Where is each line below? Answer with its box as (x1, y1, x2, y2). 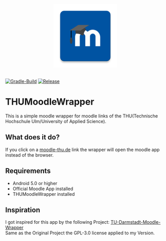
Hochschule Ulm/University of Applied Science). (5, 118, 107, 124)
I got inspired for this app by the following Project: (5, 219, 110, 225)
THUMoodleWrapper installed (12, 191, 75, 197)
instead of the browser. (5, 152, 54, 158)
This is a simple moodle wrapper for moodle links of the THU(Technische (5, 113, 158, 119)
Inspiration (5, 205, 41, 214)
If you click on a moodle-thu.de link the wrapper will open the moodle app (5, 146, 160, 153)
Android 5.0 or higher (12, 180, 57, 186)
